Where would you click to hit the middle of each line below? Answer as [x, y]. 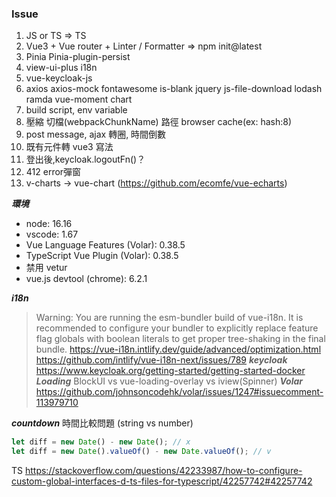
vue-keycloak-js [59, 78]
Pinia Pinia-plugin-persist [78, 57]
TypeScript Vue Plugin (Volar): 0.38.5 [102, 256]
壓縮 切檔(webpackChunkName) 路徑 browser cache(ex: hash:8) [159, 122]
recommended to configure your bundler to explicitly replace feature [177, 328]
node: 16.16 [49, 224]
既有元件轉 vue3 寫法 [69, 147]
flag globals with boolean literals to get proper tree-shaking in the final [180, 339]
